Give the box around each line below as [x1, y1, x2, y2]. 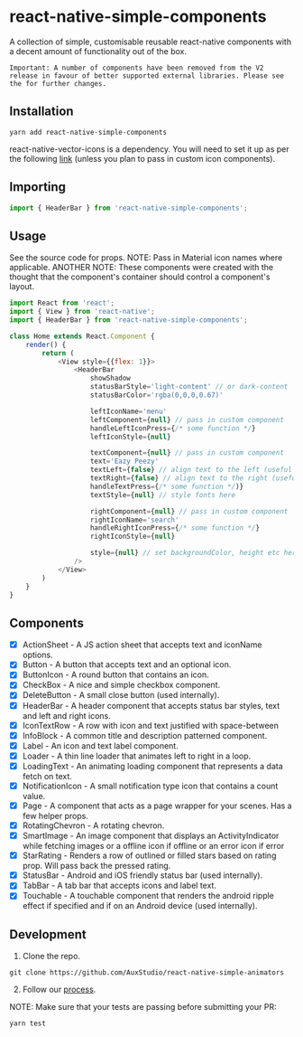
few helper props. [22, 811, 88, 821]
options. [22, 649, 53, 661]
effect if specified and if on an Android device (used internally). [22, 900, 258, 911]
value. [22, 790, 46, 801]
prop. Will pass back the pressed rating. [22, 861, 171, 872]
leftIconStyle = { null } [89, 432, 171, 441]
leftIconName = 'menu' [89, 407, 168, 416]
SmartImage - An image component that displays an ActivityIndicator [22, 830, 280, 842]
